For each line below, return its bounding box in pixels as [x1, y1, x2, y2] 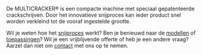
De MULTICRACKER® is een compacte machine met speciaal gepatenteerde [6, 5, 195, 12]
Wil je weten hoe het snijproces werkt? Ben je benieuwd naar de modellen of [6, 29, 196, 36]
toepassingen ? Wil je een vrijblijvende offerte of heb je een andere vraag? [6, 36, 189, 42]
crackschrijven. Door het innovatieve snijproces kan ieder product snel [6, 11, 182, 19]
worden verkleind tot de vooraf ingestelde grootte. [6, 18, 131, 25]
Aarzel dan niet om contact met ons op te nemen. [6, 42, 129, 49]
